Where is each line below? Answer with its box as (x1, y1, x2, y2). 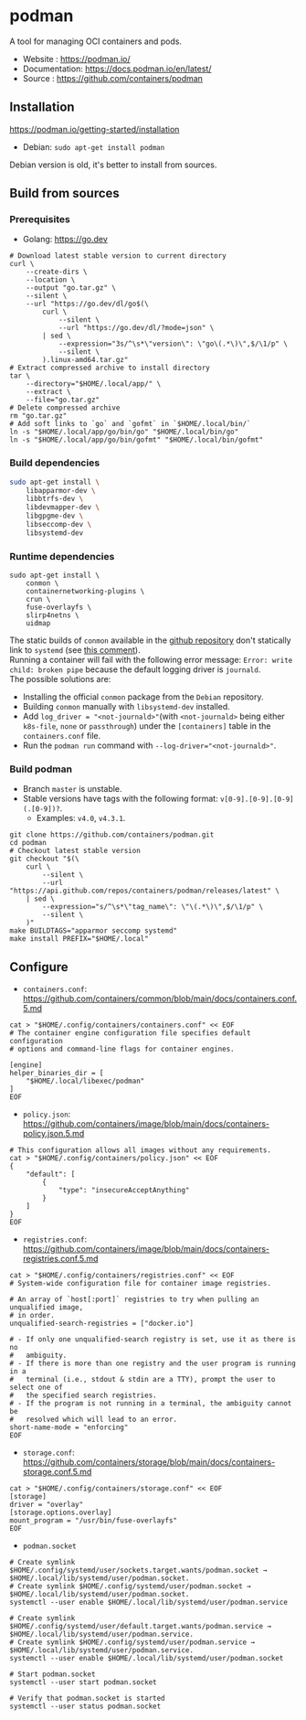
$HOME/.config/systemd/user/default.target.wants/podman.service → (9, 1622, 272, 1631)
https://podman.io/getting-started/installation (9, 123, 180, 134)
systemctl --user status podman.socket (9, 1702, 162, 1711)
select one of (9, 1383, 64, 1393)
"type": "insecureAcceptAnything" (58, 1186, 190, 1195)
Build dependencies (9, 456, 100, 469)
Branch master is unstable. (22, 784, 122, 795)
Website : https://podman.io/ (22, 53, 131, 64)
